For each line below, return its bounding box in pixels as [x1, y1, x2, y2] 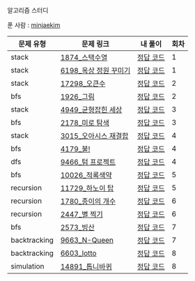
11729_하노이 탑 [60, 183, 114, 193]
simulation [10, 261, 45, 271]
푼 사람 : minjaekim [7, 21, 61, 29]
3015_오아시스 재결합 [60, 131, 129, 141]
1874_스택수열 [60, 53, 108, 62]
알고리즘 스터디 [7, 6, 49, 14]
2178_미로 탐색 [60, 118, 110, 128]
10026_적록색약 [60, 170, 113, 180]
